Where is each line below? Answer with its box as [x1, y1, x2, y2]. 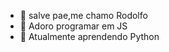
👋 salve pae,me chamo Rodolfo [19, 10, 148, 21]
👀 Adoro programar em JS [19, 20, 128, 32]
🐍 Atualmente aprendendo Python [19, 31, 160, 42]
